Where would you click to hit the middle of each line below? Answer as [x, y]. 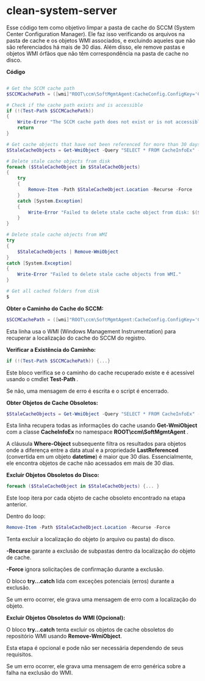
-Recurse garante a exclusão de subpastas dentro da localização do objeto [101, 551]
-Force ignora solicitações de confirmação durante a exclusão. [85, 569]
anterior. [17, 504]
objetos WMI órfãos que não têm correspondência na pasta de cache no [98, 53]
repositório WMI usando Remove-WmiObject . [64, 636]
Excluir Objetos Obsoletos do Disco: [53, 475]
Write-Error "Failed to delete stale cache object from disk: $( [113, 212]
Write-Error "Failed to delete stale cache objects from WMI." [99, 275]
